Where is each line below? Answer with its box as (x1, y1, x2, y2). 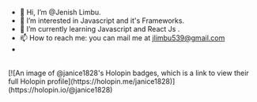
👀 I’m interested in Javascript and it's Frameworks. (19, 16, 184, 25)
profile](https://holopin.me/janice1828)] (47, 77, 176, 86)
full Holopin (8, 77, 46, 86)
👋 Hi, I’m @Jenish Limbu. (19, 8, 101, 17)
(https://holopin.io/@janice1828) (8, 85, 113, 94)
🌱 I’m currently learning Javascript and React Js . (19, 25, 180, 33)
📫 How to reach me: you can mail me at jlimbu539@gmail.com (19, 33, 225, 43)
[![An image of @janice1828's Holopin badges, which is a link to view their (8, 68, 249, 77)
